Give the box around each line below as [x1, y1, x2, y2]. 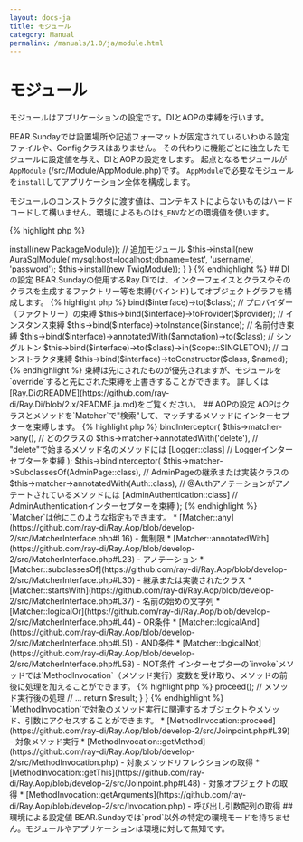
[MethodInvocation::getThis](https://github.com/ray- [9, 767, 205, 779]
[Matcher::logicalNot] [182, 637, 262, 648]
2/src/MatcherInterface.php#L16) [9, 533, 134, 544]
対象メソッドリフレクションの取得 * [126, 757, 260, 768]
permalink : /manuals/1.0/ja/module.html [9, 38, 165, 48]
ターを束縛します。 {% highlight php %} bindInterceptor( [9, 422, 221, 433]
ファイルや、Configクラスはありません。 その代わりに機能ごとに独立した [9, 142, 282, 154]
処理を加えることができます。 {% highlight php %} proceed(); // [24, 681, 262, 693]
